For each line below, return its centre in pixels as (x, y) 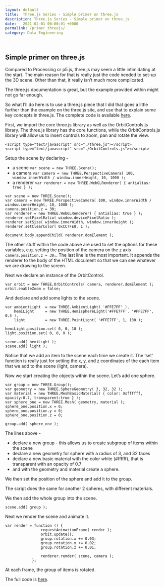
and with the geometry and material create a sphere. (66, 469)
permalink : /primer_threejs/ (35, 28)
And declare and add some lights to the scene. (53, 298)
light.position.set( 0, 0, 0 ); (38, 333)
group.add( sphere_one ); (32, 424)
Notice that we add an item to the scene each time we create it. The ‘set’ (79, 355)
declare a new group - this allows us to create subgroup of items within (85, 443)
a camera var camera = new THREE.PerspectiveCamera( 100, (74, 173)
